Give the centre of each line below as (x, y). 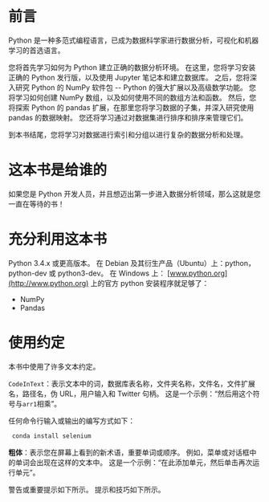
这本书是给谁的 (58, 170)
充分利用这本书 (58, 240)
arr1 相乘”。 (42, 403)
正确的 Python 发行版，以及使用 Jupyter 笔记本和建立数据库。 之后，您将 (129, 77)
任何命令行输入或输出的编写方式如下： (71, 420)
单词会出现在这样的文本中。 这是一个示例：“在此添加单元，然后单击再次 (134, 462)
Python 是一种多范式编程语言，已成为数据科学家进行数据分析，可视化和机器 (134, 40)
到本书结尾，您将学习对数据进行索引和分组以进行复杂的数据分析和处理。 (128, 134)
